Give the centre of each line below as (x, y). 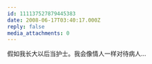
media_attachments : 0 (39, 33)
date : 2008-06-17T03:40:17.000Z (54, 20)
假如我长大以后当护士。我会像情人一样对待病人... (77, 54)
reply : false (26, 26)
